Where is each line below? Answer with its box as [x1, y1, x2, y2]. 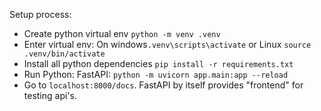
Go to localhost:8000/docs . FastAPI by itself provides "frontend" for [23, 79, 304, 91]
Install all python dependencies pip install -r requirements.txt [23, 58, 294, 69]
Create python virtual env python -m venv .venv [23, 28, 221, 39]
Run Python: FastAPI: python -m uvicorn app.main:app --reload [23, 69, 289, 80]
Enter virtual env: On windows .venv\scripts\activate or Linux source [23, 39, 312, 50]
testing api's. [23, 90, 78, 101]
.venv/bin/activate [23, 49, 106, 59]
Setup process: [9, 9, 72, 20]
